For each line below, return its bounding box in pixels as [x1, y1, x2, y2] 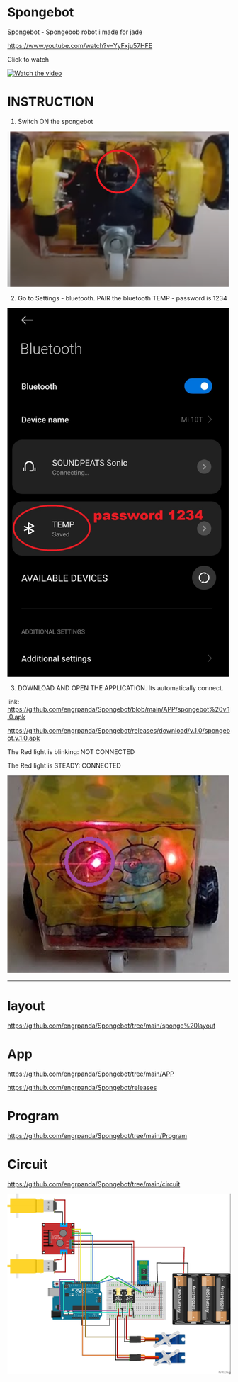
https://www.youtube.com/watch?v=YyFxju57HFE [7, 41, 153, 50]
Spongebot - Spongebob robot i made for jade [7, 28, 143, 36]
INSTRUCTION [7, 94, 94, 110]
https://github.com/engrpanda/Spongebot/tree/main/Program [7, 1131, 188, 1140]
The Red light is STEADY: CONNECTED [7, 761, 122, 770]
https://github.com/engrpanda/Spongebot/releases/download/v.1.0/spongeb [7, 726, 231, 734]
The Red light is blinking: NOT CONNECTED [7, 747, 135, 755]
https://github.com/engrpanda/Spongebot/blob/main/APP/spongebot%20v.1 [7, 704, 230, 713]
